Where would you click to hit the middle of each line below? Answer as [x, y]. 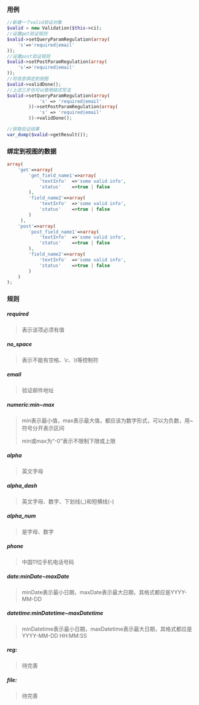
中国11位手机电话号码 [48, 562]
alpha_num [21, 516]
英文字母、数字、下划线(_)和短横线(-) [68, 502]
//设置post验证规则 [29, 56]
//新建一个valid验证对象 [34, 22]
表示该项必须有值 [43, 330]
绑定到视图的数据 [32, 151]
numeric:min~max [31, 404]
